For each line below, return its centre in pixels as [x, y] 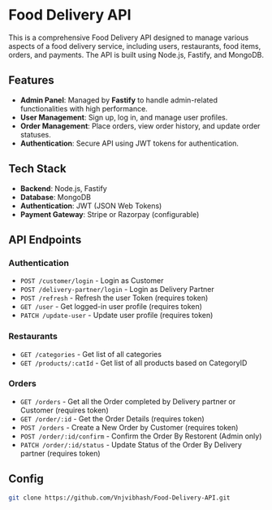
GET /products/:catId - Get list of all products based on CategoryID [134, 363]
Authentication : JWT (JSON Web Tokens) [91, 206]
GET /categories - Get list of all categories [91, 354]
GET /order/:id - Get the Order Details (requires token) [112, 418]
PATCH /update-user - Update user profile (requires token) [117, 316]
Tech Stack [37, 169]
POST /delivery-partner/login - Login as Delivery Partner [117, 290]
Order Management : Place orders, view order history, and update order [140, 126]
